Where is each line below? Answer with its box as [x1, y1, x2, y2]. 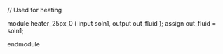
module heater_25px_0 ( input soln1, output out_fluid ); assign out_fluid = [7, 19, 217, 27]
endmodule [7, 40, 41, 48]
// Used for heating [7, 6, 62, 14]
